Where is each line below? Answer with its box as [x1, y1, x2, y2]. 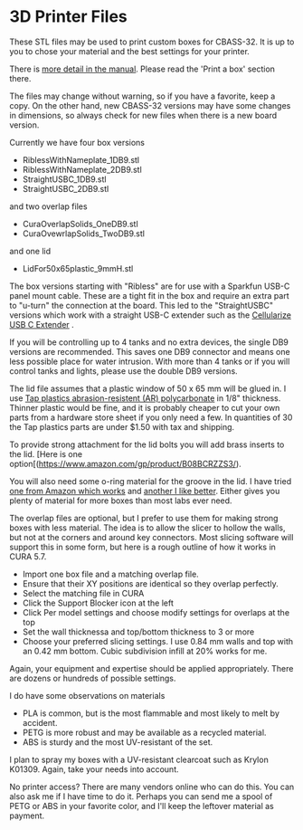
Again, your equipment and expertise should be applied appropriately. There [9, 663, 294, 673]
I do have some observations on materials [9, 690, 166, 701]
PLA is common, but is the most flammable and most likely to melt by [22, 708, 280, 719]
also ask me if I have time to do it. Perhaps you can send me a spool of [9, 790, 273, 802]
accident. [22, 717, 58, 728]
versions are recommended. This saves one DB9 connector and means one [9, 346, 291, 357]
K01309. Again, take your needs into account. [9, 763, 179, 775]
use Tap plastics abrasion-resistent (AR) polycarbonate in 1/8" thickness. [9, 392, 281, 404]
